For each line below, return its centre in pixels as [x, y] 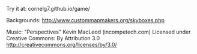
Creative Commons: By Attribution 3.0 [53, 38]
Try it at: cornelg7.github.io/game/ [48, 9]
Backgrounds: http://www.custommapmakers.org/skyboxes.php [86, 20]
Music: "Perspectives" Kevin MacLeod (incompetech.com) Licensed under [98, 32]
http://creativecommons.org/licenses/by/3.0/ [62, 45]
